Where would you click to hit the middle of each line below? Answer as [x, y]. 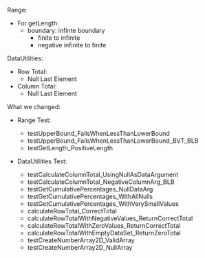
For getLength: [38, 23]
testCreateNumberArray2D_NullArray [80, 247]
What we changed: [34, 107]
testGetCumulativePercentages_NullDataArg [90, 189]
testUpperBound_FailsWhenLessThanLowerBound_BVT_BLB [113, 141]
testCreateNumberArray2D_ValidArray [81, 240]
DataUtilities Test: [42, 161]
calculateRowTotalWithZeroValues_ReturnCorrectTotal [104, 225]
